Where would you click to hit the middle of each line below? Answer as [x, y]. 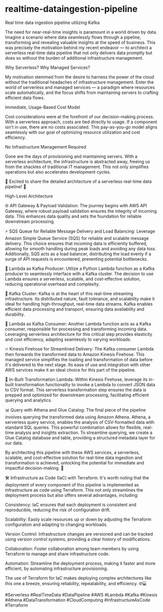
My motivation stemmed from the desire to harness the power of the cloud [80, 77]
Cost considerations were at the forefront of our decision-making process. [80, 116]
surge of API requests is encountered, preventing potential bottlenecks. [77, 259]
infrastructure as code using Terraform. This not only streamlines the [74, 490]
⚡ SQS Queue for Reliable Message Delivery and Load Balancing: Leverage [80, 231]
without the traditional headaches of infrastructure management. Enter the [80, 82]
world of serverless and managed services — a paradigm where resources [80, 87]
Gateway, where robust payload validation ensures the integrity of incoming [81, 211]
